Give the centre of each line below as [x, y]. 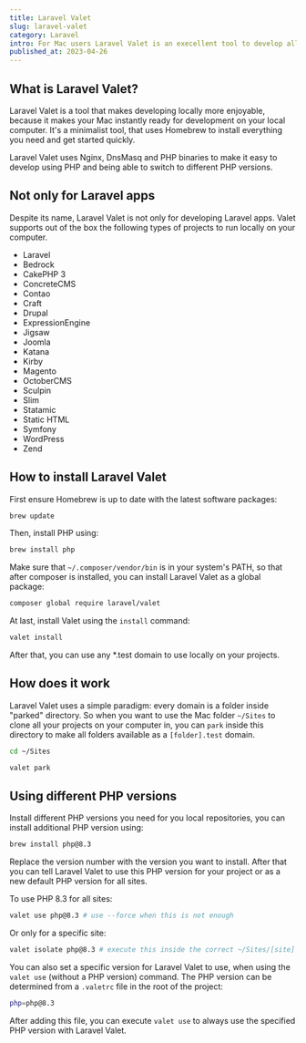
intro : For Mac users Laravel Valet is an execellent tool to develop [146, 43]
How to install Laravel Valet [88, 477]
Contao [36, 294]
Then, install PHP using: [54, 533]
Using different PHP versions [93, 796]
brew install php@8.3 [51, 844]
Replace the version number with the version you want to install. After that [148, 862]
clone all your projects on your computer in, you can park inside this [137, 725]
